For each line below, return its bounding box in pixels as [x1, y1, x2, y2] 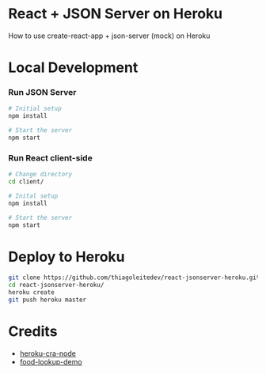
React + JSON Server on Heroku [8, 5, 223, 23]
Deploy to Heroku [8, 247, 125, 266]
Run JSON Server [8, 87, 77, 98]
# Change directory [8, 171, 73, 179]
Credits [8, 323, 58, 341]
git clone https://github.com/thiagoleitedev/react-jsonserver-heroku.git [8, 274, 260, 281]
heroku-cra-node [19, 349, 77, 358]
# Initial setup [8, 104, 62, 113]
